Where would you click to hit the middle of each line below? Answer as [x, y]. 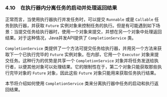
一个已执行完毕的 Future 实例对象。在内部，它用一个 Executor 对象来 [84, 55]
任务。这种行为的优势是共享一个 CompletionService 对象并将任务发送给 [82, 61]
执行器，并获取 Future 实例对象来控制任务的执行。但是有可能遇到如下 [85, 26]
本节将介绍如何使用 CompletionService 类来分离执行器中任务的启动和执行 [80, 83]
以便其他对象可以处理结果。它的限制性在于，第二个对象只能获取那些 [88, 67]
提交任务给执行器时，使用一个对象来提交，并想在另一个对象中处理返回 [90, 32]
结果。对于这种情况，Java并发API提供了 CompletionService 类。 [71, 38]
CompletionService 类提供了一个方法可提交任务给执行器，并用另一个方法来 [81, 48]
